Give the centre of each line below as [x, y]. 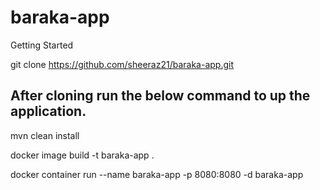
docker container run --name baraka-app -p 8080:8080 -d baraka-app [157, 174]
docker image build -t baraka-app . [82, 155]
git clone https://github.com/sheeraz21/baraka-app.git [122, 64]
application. [48, 111]
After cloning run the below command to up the [160, 96]
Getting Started [42, 45]
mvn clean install [45, 135]
